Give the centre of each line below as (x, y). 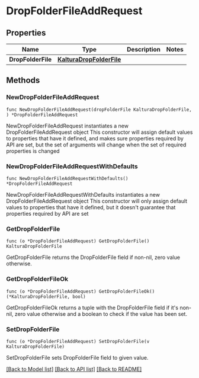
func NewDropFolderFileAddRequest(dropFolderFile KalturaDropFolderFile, (99, 110)
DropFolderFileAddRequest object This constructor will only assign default (97, 201)
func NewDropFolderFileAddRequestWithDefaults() (67, 178)
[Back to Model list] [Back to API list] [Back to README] (74, 369)
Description (144, 49)
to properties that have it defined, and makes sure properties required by (95, 138)
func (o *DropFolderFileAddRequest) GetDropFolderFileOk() (81, 291)
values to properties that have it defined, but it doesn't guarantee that (91, 207)
